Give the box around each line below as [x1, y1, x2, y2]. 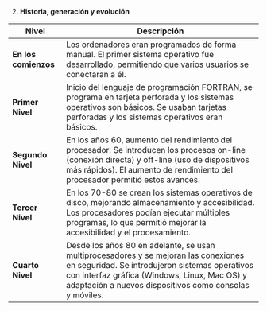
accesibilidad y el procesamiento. [66, 227, 192, 238]
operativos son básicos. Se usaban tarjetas [66, 102, 227, 112]
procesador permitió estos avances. [66, 174, 200, 185]
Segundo [12, 150, 48, 160]
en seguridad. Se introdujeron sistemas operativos [66, 260, 254, 270]
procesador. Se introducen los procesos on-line [66, 145, 246, 155]
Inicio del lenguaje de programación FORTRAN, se [66, 82, 253, 92]
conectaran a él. [66, 69, 126, 80]
